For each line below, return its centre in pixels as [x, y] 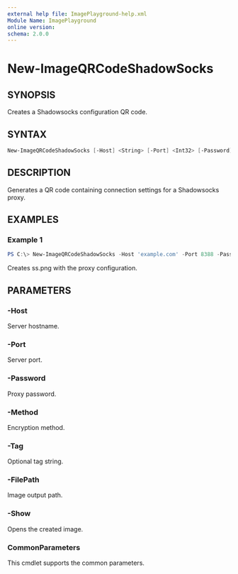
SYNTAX [27, 134]
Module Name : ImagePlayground [52, 21]
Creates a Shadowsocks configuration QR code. [77, 112]
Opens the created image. [45, 529]
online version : [31, 27]
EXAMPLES [33, 220]
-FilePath [23, 480]
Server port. [25, 360]
